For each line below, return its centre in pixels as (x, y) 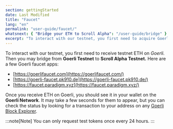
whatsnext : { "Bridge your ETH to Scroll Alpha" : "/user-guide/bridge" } (86, 34)
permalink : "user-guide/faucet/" (41, 29)
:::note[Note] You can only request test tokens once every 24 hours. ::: (80, 121)
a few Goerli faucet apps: (32, 64)
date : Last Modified (28, 15)
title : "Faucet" (23, 19)
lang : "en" (17, 24)
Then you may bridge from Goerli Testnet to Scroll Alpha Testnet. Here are (86, 58)
